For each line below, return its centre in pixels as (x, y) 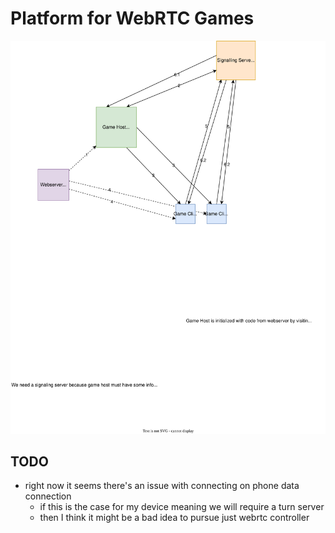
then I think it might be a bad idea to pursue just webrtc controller (174, 518)
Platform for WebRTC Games (132, 18)
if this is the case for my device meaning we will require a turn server (182, 507)
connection (48, 496)
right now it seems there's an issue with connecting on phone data (162, 486)
